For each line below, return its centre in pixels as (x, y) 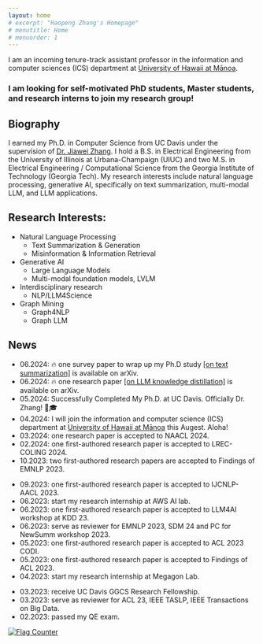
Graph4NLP (50, 312)
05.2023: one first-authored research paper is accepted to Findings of (133, 559)
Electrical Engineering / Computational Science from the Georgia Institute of (131, 168)
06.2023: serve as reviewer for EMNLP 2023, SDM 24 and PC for (125, 526)
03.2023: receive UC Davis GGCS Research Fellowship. (109, 591)
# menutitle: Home (38, 30)
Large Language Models (71, 270)
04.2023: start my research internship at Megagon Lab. (109, 576)
